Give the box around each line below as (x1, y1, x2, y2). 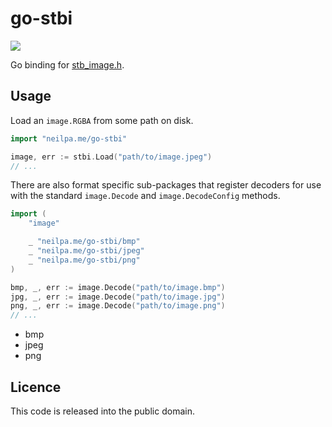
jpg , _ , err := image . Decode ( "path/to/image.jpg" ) (10, 292, 226, 302)
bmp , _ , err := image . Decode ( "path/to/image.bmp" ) (10, 282, 226, 292)
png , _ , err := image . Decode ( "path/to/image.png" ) (10, 301, 226, 311)
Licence (10, 378, 62, 396)
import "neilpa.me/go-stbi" (10, 133, 128, 144)
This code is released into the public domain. (10, 405, 195, 417)
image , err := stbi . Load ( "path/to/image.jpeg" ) (10, 152, 213, 162)
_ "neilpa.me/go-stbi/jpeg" (28, 246, 145, 256)
